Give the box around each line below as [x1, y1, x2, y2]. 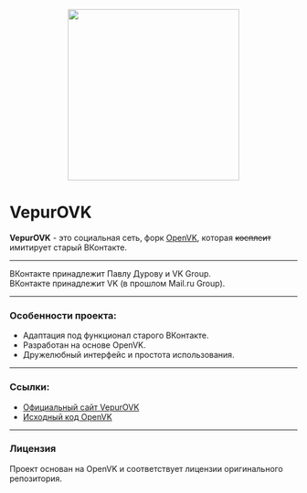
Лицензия [9, 443, 57, 456]
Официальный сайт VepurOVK [22, 402, 140, 413]
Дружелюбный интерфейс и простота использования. [22, 350, 235, 361]
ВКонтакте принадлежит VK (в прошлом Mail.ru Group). [9, 278, 226, 288]
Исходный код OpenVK [22, 411, 112, 422]
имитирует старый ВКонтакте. [9, 242, 128, 253]
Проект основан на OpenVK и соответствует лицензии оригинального [9, 463, 283, 474]
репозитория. [9, 473, 62, 484]
